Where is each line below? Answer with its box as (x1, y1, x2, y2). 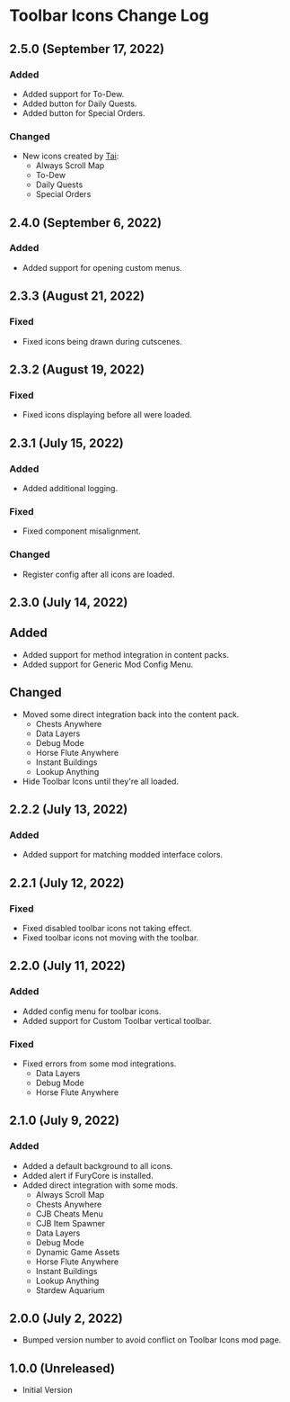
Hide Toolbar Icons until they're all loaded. (22, 776, 180, 786)
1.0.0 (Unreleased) (9, 1361, 115, 1376)
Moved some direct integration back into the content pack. (22, 708, 240, 720)
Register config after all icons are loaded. (22, 569, 175, 580)
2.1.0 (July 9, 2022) (9, 1113, 119, 1128)
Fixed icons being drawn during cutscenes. (22, 336, 182, 346)
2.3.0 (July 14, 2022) (9, 595, 128, 610)
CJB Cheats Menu (35, 1208, 103, 1219)
